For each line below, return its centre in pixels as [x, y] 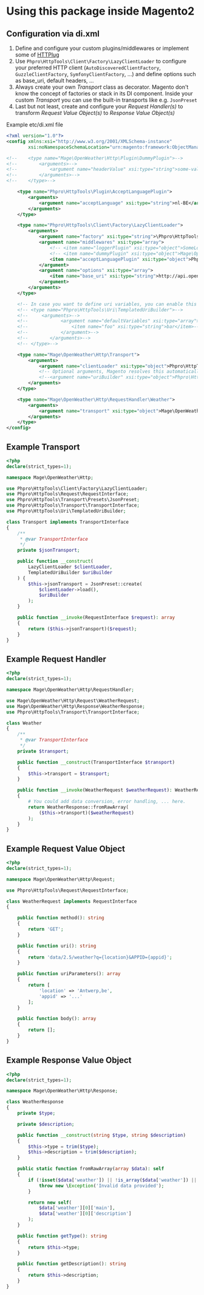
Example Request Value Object [66, 849]
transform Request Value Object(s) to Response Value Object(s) [95, 113]
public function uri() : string [57, 946]
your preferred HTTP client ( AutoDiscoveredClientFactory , [88, 68]
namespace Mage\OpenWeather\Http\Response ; [62, 1091]
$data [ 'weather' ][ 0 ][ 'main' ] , [77, 1208]
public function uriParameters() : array [69, 974]
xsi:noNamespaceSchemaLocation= [69, 147]
